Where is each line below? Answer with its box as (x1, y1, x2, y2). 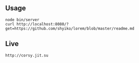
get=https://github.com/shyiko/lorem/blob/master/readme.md (5, 26, 135, 31)
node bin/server (5, 17, 39, 22)
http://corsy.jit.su (5, 52, 49, 58)
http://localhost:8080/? (16, 21, 69, 26)
